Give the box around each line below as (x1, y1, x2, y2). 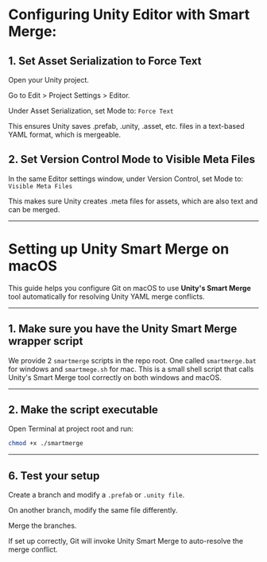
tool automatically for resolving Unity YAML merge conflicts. (8, 292, 205, 301)
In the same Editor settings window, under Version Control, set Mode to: (8, 173, 244, 184)
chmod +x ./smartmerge (8, 440, 83, 448)
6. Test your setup (8, 469, 100, 483)
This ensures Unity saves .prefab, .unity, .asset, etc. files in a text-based (8, 122, 245, 130)
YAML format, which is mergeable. (8, 130, 122, 139)
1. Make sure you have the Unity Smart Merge (8, 322, 238, 335)
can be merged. (8, 204, 60, 214)
